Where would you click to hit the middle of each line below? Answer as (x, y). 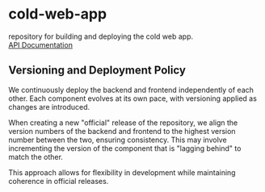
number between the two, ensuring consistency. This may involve (118, 140)
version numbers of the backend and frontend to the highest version (122, 131)
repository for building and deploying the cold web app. (101, 36)
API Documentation (40, 44)
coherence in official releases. (59, 181)
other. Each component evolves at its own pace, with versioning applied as (132, 98)
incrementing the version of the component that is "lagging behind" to (125, 148)
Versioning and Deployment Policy (97, 71)
